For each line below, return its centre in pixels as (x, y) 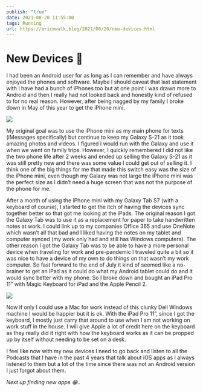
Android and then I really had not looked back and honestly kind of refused (99, 95)
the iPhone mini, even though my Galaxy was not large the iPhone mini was (100, 176)
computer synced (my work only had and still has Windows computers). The (101, 239)
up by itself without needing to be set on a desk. (66, 339)
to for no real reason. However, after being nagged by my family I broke (95, 101)
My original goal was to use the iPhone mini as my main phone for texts (95, 131)
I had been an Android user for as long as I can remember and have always (100, 76)
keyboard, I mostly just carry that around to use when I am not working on (98, 320)
